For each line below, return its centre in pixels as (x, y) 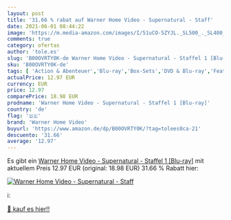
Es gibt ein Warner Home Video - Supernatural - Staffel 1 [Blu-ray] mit (106, 161)
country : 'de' (27, 109)
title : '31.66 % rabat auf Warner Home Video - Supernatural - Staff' (110, 20)
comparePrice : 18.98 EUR (43, 97)
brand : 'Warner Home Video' (47, 122)
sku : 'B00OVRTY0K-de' (38, 65)
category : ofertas (33, 45)
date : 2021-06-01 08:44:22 (46, 26)
